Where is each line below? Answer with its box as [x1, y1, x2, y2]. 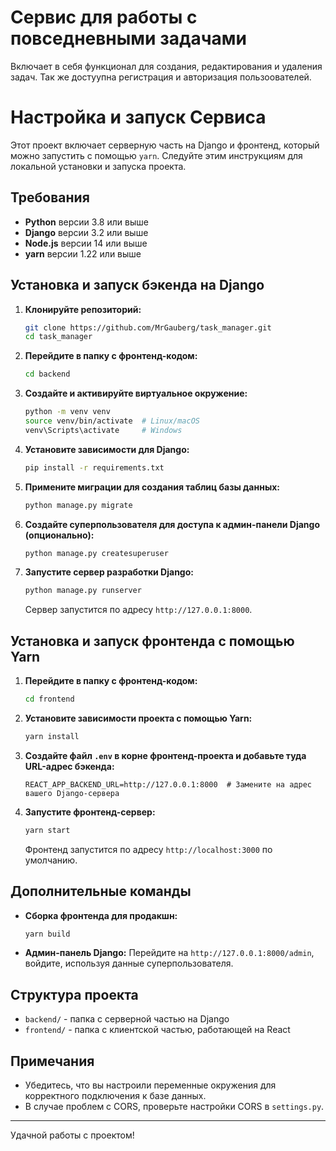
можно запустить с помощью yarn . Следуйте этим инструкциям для [10, 149, 303, 161]
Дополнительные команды [10, 883, 192, 900]
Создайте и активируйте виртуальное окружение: [24, 387, 248, 400]
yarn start [24, 825, 71, 835]
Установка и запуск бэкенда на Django [10, 277, 265, 294]
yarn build [24, 929, 71, 939]
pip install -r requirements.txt [24, 462, 165, 473]
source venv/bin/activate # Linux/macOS [24, 416, 201, 426]
